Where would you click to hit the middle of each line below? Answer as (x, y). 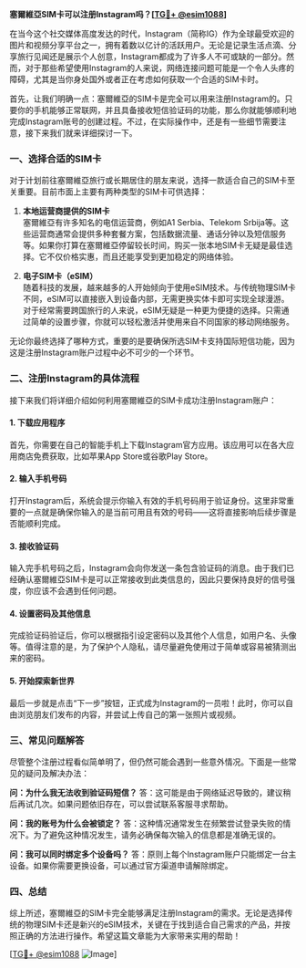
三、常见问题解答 (47, 740)
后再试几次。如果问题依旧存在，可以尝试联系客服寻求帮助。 (121, 804)
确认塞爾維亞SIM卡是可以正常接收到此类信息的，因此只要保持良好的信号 (152, 579)
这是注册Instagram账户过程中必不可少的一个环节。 (104, 353)
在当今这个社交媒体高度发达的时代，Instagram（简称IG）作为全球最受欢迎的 (152, 34)
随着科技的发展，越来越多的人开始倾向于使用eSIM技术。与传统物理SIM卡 (159, 287)
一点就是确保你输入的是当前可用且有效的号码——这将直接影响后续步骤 (157, 512)
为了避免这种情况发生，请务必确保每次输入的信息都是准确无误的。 (157, 835)
